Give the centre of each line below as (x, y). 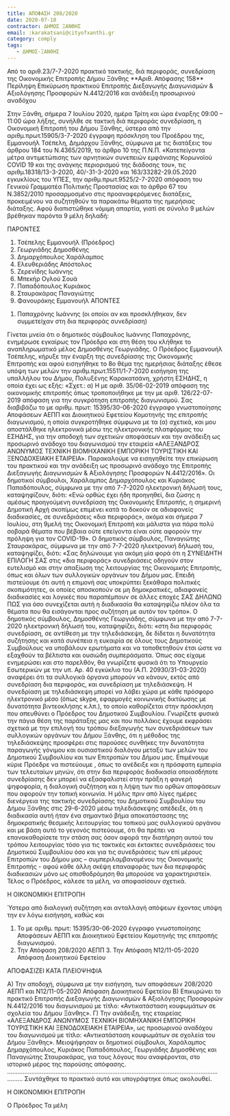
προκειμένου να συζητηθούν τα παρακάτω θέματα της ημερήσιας (101, 201)
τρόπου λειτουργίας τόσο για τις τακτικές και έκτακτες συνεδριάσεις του (111, 844)
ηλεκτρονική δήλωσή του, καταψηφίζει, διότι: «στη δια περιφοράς (118, 626)
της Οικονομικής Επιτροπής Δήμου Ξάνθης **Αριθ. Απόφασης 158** (105, 78)
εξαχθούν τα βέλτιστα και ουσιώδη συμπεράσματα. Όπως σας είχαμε (106, 655)
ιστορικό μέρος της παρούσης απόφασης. (67, 1064)
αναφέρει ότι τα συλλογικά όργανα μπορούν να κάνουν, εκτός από (103, 677)
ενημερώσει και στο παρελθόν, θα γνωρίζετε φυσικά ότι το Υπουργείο (107, 662)
